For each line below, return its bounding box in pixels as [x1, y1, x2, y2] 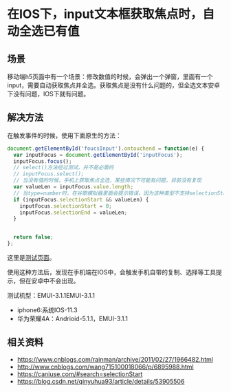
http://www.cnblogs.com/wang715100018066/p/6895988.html [16, 362, 194, 371]
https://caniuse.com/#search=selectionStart [16, 369, 143, 378]
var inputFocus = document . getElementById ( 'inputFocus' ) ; [13, 151, 184, 158]
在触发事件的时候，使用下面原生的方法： [7, 131, 122, 140]
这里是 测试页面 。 [7, 254, 56, 262]
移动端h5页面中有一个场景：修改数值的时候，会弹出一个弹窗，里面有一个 [7, 73, 213, 80]
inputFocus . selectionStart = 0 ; [19, 202, 112, 210]
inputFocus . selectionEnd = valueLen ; [19, 209, 128, 216]
